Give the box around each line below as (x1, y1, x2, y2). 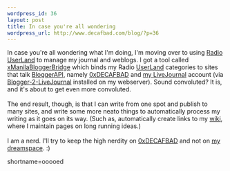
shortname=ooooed (7, 157, 64, 166)
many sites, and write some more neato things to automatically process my (7, 107, 221, 116)
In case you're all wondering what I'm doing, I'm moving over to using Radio (7, 48, 223, 57)
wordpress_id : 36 (7, 10, 57, 17)
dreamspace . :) (7, 144, 50, 152)
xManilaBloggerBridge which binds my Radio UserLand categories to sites (7, 63, 218, 71)
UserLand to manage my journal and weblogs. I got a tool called (7, 56, 189, 64)
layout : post (7, 17, 45, 24)
